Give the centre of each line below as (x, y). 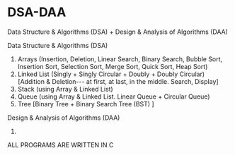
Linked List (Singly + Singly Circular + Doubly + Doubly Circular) (111, 74)
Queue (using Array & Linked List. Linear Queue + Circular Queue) (114, 97)
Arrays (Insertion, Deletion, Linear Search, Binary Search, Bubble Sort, (120, 59)
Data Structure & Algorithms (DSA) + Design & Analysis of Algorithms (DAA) (118, 32)
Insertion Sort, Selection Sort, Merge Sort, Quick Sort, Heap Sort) (113, 66)
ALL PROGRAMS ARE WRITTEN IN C (61, 144)
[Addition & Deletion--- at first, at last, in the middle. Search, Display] (118, 81)
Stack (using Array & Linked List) (65, 89)
